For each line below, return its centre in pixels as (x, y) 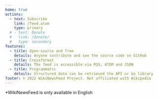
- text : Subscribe (29, 19)
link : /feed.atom (32, 23)
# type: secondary (31, 42)
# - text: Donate (27, 33)
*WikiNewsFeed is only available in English (49, 92)
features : (15, 46)
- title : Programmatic (33, 69)
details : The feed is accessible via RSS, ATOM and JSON (74, 65)
